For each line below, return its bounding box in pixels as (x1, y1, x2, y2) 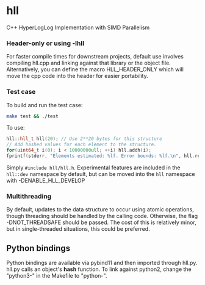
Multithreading (6, 192, 52, 200)
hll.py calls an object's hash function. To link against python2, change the (6, 266, 192, 273)
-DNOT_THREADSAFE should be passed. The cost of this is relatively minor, (6, 219, 196, 226)
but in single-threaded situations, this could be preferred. (6, 225, 151, 233)
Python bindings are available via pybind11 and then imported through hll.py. (6, 259, 198, 267)
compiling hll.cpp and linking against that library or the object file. (6, 59, 171, 67)
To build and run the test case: (6, 101, 83, 108)
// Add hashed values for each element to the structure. (6, 141, 157, 148)
